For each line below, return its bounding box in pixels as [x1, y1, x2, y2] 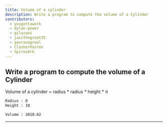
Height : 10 [5, 103, 30, 108]
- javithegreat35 [9, 35, 46, 40]
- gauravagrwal [9, 40, 41, 45]
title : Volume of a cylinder [5, 7, 66, 12]
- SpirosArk [9, 49, 35, 54]
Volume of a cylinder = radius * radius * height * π [5, 88, 108, 95]
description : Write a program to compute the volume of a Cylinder [5, 12, 149, 17]
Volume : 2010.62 [5, 112, 41, 117]
